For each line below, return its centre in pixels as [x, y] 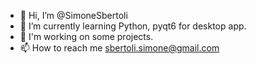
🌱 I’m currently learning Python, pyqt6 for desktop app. [133, 26]
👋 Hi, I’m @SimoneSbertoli [73, 15]
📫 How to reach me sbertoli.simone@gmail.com [119, 48]
